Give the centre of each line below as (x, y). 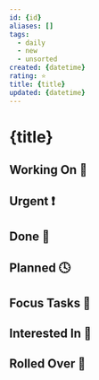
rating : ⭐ (28, 76)
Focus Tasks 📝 (50, 302)
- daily (32, 43)
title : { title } (37, 84)
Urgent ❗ (32, 201)
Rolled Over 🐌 (48, 364)
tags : (19, 34)
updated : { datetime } (48, 92)
